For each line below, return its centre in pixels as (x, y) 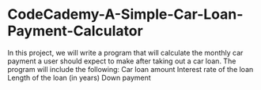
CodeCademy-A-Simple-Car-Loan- (125, 14)
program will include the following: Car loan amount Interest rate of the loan (130, 69)
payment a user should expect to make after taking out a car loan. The (122, 61)
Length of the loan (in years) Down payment (79, 77)
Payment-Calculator (75, 31)
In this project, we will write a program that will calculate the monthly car (125, 52)
